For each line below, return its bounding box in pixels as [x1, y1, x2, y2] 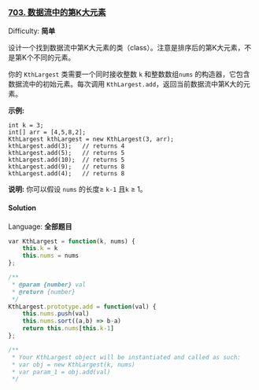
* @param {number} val [11, 281, 87, 289]
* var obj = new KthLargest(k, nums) [11, 360, 135, 369]
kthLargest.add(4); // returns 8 [8, 170, 125, 178]
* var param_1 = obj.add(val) [11, 368, 111, 376]
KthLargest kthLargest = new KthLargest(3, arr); [8, 135, 175, 143]
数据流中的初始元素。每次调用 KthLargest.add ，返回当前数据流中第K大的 [8, 79, 244, 89]
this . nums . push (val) [22, 310, 90, 318]
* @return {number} [11, 288, 76, 296]
